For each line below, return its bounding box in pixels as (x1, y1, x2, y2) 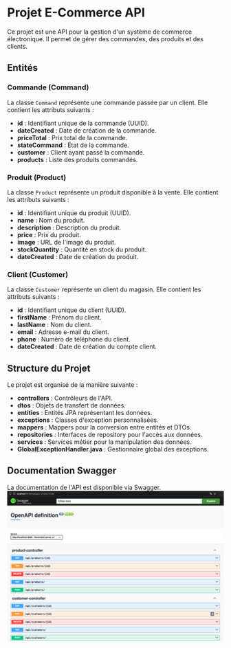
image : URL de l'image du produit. (16, 238, 116, 246)
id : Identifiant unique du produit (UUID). (16, 208, 131, 217)
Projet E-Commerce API (7, 5, 146, 21)
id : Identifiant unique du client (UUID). (16, 306, 126, 314)
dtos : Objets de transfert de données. (16, 401, 126, 410)
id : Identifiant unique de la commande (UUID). (16, 119, 149, 127)
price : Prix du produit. (16, 230, 81, 238)
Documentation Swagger (7, 465, 117, 477)
